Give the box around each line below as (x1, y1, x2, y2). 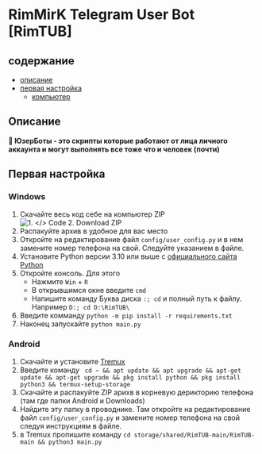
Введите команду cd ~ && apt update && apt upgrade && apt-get (19, 365, 242, 375)
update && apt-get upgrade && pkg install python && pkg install (19, 373, 241, 382)
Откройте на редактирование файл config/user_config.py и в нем (19, 234, 244, 244)
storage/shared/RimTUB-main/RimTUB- (133, 431, 256, 439)
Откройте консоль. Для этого (19, 268, 121, 278)
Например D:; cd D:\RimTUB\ (31, 302, 130, 311)
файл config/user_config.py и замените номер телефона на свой (19, 413, 241, 422)
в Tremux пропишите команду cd (19, 429, 131, 439)
